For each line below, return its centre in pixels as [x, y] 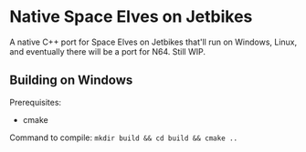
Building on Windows [71, 81]
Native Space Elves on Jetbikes [131, 17]
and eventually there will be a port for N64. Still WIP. [107, 51]
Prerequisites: [36, 102]
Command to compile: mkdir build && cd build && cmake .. [124, 137]
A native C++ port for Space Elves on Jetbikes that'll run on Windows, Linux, [153, 42]
